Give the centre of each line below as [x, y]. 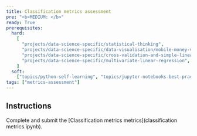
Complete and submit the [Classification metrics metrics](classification [92, 120]
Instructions [29, 106]
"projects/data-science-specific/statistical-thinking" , [93, 45]
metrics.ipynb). [24, 126]
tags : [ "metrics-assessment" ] [43, 83]
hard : [18, 33]
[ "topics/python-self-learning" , [57, 77]
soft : [18, 72]
